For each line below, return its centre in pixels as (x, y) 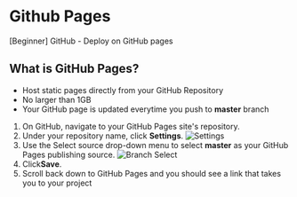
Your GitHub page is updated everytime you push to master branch (145, 109)
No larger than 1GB (56, 99)
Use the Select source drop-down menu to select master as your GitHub (155, 145)
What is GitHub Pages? (74, 69)
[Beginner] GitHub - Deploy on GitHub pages (91, 41)
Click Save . (42, 164)
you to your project (57, 183)
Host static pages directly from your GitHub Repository (123, 90)
